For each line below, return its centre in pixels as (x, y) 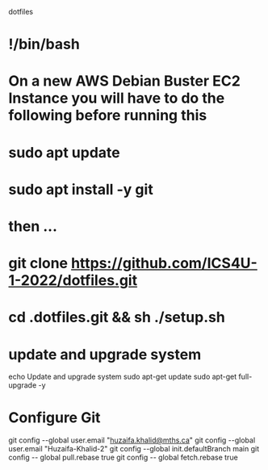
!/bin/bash (44, 44)
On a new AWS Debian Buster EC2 (124, 81)
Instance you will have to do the (117, 98)
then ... (33, 226)
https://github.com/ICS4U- (165, 264)
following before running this (108, 115)
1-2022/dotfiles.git (73, 281)
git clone (38, 264)
